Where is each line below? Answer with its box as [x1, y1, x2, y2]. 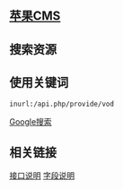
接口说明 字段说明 [9, 170, 75, 181]
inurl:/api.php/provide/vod [9, 99, 115, 108]
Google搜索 [9, 116, 52, 127]
